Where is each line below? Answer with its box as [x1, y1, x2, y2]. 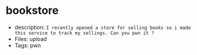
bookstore [5, 4, 59, 18]
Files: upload [14, 35, 47, 42]
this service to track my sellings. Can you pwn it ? [14, 30, 154, 36]
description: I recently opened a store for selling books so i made [14, 24, 192, 31]
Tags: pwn [14, 42, 41, 49]
